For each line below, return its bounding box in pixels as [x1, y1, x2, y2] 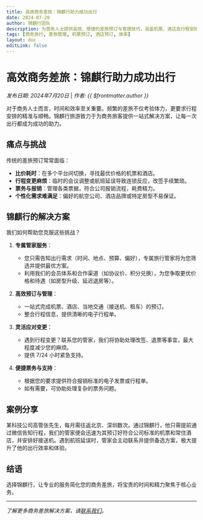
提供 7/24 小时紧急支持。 [24, 352, 86, 359]
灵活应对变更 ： [14, 324, 53, 331]
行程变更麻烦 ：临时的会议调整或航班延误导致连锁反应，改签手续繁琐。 [14, 177, 190, 184]
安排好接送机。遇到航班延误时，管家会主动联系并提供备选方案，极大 [22, 437, 192, 444]
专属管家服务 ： [14, 242, 53, 249]
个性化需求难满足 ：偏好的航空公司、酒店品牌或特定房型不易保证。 [14, 192, 179, 199]
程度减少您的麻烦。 [24, 344, 72, 352]
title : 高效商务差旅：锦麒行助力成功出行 [6, 8, 98, 15]
